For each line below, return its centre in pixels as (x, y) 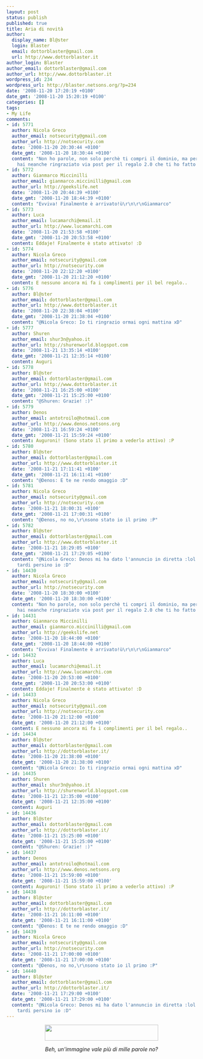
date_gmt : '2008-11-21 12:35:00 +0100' (62, 802)
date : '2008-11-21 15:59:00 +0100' (56, 875)
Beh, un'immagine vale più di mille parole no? (101, 1049)
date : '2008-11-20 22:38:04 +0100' (56, 311)
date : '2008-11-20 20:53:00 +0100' (56, 678)
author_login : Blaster (35, 63)
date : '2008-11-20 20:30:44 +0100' (56, 147)
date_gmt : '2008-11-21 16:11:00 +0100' (62, 920)
